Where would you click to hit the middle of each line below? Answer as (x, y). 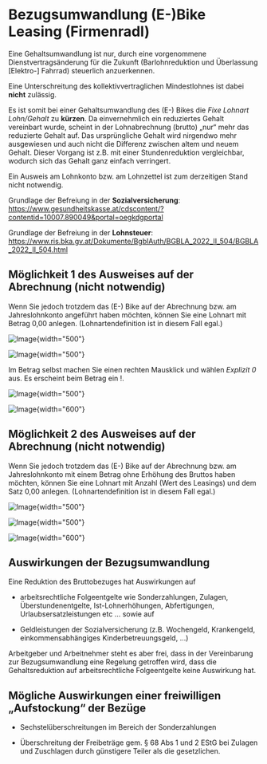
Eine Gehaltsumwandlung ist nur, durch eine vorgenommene (108, 53)
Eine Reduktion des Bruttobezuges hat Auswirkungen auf (102, 582)
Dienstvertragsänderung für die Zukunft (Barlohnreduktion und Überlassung (133, 62)
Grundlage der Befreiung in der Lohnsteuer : (81, 232)
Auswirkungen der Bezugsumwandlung (109, 563)
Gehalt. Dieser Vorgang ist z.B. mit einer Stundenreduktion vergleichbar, (126, 152)
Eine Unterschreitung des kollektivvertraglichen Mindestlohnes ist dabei (126, 86)
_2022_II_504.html (38, 250)
